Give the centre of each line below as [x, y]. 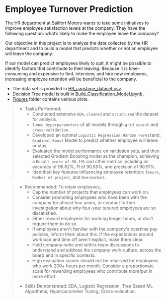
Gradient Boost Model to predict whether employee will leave [95, 140]
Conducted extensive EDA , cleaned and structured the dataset [95, 114]
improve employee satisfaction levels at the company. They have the [75, 28]
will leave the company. [29, 54]
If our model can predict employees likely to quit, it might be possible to [78, 63]
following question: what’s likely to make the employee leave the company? [82, 33]
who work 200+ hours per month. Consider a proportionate [93, 266]
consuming [17, 73]
